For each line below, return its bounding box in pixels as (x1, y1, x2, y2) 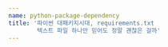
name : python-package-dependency (8, 11, 120, 20)
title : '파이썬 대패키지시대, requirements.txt (8, 19, 154, 27)
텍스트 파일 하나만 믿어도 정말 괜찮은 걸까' (37, 26, 162, 34)
